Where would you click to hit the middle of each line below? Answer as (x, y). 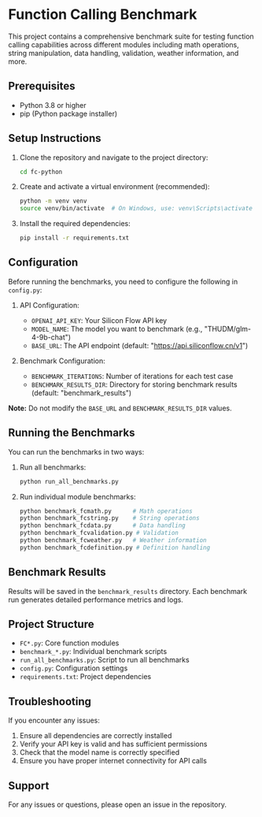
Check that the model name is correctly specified (99, 752)
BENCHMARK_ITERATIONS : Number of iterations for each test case (132, 376)
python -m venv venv (53, 201)
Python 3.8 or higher (53, 105)
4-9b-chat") (51, 337)
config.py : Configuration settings (74, 668)
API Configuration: (50, 305)
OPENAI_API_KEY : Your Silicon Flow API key (99, 320)
